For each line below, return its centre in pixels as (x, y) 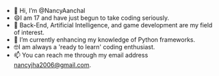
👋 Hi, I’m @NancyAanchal (49, 11)
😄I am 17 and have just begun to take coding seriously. (91, 18)
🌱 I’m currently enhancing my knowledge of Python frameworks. (104, 40)
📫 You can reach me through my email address (81, 55)
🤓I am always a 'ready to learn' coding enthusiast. (84, 47)
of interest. (29, 32)
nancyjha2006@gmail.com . (52, 65)
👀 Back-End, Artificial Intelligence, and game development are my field (113, 25)
